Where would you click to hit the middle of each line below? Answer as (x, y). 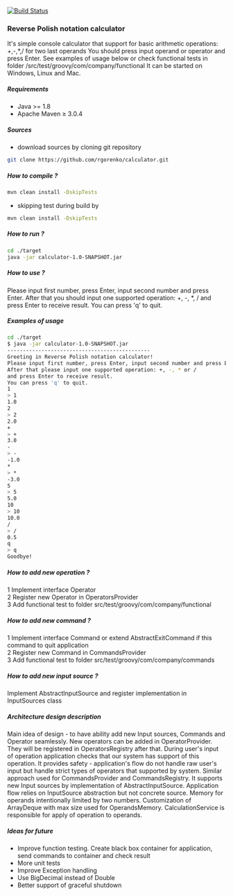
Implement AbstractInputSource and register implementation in (97, 694)
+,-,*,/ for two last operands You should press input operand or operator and (116, 51)
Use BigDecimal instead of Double (66, 877)
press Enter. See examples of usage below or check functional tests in (107, 58)
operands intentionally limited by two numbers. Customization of (100, 800)
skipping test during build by (58, 205)
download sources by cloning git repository (79, 147)
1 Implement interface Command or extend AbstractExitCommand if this (110, 638)
